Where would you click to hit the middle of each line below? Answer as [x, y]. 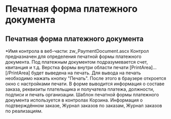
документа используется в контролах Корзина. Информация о [74, 100]
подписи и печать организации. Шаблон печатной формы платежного [82, 95]
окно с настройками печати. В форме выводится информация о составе [85, 84]
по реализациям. [24, 111]
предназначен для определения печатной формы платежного [73, 56]
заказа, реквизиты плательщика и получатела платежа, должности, [80, 89]
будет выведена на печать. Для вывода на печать [86, 73]
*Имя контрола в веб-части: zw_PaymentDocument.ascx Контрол [77, 51]
